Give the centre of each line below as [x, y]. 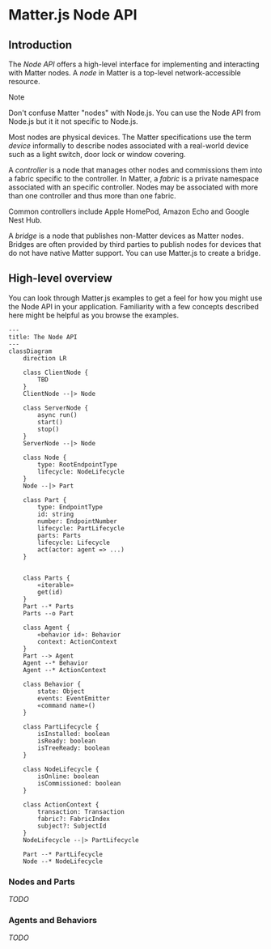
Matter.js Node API [73, 15]
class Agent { [47, 628]
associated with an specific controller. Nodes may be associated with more [133, 187]
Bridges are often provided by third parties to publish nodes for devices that [135, 244]
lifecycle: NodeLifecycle [81, 471]
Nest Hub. [25, 220]
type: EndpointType [70, 507]
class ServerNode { [56, 408]
